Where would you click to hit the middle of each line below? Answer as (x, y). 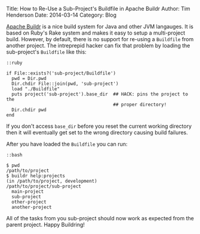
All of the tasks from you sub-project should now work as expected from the (100, 218)
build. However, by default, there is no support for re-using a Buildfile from (100, 39)
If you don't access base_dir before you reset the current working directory (99, 126)
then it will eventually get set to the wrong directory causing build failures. (97, 133)
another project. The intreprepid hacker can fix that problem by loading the (98, 45)
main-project (28, 192)
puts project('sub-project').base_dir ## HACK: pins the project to (100, 94)
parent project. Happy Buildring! (46, 224)
